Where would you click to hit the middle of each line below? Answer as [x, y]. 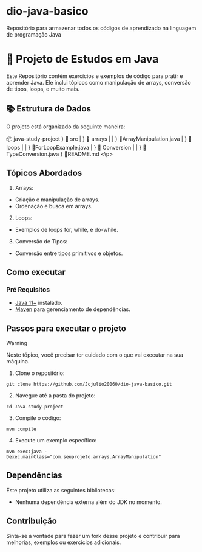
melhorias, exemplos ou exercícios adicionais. [64, 542]
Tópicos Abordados [44, 173]
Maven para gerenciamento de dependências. [72, 309]
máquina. [18, 361]
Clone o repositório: [40, 373]
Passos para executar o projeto [66, 328]
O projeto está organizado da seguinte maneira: [66, 127]
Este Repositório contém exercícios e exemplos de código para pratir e [95, 76]
